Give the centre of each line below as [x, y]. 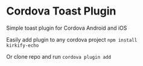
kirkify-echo [23, 45]
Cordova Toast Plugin [61, 11]
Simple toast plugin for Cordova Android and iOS [67, 28]
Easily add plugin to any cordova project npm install [72, 39]
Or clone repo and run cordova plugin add [59, 56]
